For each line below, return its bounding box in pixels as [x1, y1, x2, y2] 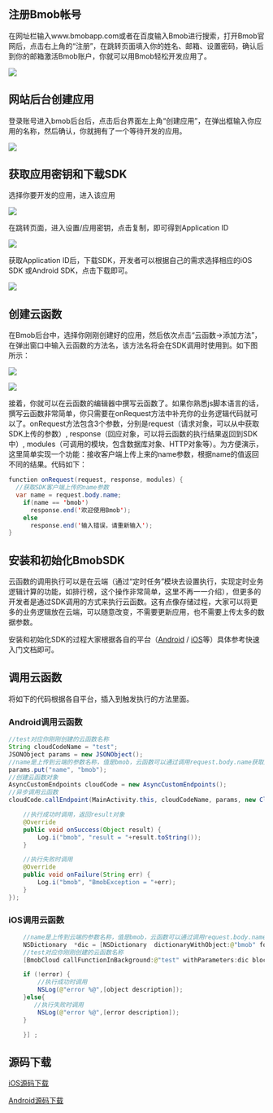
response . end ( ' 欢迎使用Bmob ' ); [29, 506, 132, 515]
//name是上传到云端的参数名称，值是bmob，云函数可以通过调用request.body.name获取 [8, 758, 264, 766]
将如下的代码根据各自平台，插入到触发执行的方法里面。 [8, 694, 193, 703]
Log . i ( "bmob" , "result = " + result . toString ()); [37, 833, 201, 841]
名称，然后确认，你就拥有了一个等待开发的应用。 [22, 125, 187, 136]
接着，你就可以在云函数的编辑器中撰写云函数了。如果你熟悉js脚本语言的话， [8, 398, 263, 409]
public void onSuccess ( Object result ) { [23, 826, 162, 834]
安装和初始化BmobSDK [8, 553, 126, 567]
